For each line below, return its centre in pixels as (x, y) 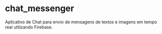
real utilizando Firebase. (29, 27)
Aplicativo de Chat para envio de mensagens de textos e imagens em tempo (81, 22)
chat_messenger (40, 8)
